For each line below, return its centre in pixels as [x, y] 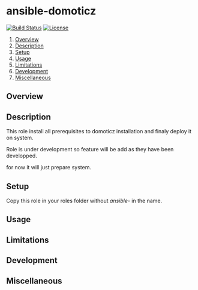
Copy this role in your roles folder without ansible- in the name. [84, 201]
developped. [22, 156]
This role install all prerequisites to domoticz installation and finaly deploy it [99, 131]
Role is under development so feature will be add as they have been [90, 150]
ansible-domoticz [51, 11]
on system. [20, 138]
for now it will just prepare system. [49, 168]
